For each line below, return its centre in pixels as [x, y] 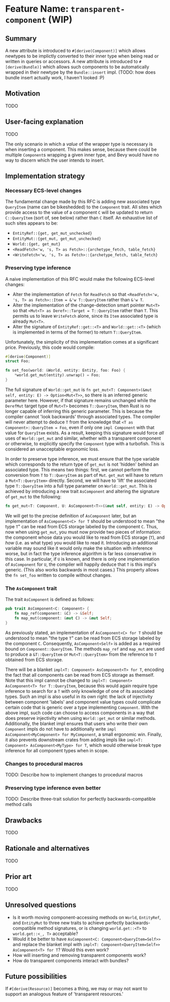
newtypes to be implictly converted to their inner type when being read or [82, 56]
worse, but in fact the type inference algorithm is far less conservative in [81, 553]
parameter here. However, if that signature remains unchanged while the [81, 400]
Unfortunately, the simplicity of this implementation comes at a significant [82, 342]
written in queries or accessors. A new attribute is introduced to [72, 61]
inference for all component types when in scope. [57, 750]
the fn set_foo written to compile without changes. [59, 575]
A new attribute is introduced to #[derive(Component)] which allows [75, 51]
